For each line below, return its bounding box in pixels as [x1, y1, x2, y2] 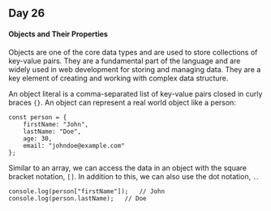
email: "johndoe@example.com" [23, 141, 126, 149]
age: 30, [23, 134, 53, 143]
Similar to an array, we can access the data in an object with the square [8, 162, 247, 173]
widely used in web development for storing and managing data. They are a [8, 64, 261, 74]
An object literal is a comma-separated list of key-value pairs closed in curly [8, 88, 263, 98]
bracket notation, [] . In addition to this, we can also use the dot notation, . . [8, 171, 259, 181]
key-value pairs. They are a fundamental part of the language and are [8, 56, 241, 66]
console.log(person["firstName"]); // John [8, 187, 165, 196]
